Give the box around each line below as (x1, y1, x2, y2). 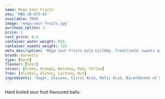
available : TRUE (5, 16, 38, 21)
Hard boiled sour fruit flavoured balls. (5, 89, 81, 95)
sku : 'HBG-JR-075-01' (5, 12, 50, 17)
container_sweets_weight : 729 (5, 44, 67, 49)
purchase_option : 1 (5, 25, 45, 30)
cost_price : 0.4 (5, 35, 38, 40)
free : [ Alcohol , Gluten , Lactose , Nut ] (5, 71, 87, 76)
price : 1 (5, 30, 23, 35)
